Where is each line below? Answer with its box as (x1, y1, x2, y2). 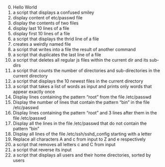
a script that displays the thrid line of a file (12, 36, 99, 42)
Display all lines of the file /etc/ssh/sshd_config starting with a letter (12, 131, 152, 137)
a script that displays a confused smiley (12, 9, 94, 15)
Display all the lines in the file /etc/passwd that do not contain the (12, 120, 147, 126)
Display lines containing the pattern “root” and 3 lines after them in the (12, 110, 157, 116)
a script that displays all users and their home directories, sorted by (12, 152, 151, 158)
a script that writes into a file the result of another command (12, 47, 136, 52)
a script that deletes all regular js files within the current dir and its (12, 57, 149, 63)
